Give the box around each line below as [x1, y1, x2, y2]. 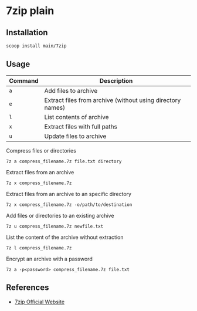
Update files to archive [44, 132, 107, 140]
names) [44, 103, 66, 111]
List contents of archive [44, 113, 109, 121]
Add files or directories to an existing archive [6, 212, 114, 219]
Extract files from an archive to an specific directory [6, 190, 132, 197]
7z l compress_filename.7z [6, 245, 72, 251]
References [6, 283, 49, 293]
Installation [6, 28, 48, 38]
